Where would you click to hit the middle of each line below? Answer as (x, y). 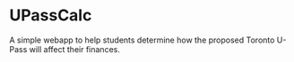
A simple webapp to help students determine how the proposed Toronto (142, 40)
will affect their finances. (75, 49)
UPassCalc (51, 15)
